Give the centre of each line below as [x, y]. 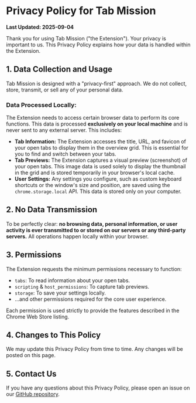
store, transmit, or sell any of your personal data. [65, 90]
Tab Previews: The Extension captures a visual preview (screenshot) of [101, 160]
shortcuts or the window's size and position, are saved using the [92, 185]
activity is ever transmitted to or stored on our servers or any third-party [96, 230]
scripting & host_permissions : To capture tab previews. [82, 286]
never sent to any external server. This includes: [64, 130]
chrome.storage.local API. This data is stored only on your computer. [98, 191]
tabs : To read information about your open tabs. [72, 280]
